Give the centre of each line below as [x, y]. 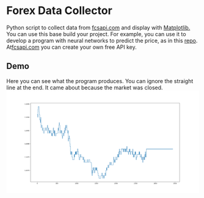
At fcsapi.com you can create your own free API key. [72, 47]
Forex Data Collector [60, 11]
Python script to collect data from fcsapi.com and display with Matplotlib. [98, 28]
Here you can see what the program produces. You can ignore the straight [100, 81]
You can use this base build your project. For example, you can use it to [96, 34]
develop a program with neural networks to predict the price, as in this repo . [102, 40]
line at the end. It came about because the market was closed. [85, 87]
